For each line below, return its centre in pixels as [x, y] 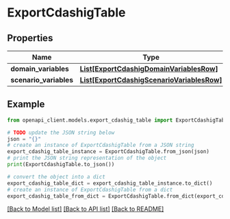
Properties [30, 38]
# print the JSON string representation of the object [87, 158]
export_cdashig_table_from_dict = [56, 196]
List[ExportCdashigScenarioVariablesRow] [151, 80]
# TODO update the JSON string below [61, 132]
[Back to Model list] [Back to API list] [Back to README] [86, 209]
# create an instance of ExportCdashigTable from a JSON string [101, 146]
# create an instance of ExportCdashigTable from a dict [90, 189]
